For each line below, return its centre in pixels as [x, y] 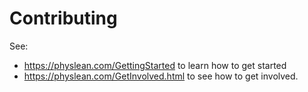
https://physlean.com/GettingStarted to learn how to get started [155, 65]
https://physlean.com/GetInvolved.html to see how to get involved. [161, 76]
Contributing [63, 18]
